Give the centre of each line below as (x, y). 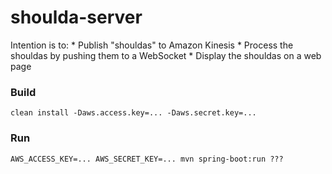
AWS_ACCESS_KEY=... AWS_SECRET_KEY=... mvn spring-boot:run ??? (147, 159)
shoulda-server (76, 17)
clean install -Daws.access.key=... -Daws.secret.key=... (133, 113)
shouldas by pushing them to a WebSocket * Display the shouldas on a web (166, 55)
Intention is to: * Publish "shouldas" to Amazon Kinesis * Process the (152, 45)
